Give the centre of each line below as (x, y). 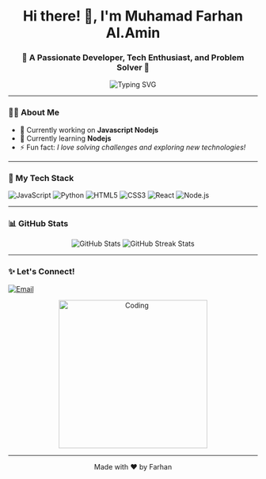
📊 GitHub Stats (38, 223)
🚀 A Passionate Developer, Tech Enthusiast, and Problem (133, 58)
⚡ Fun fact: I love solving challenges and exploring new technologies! (133, 147)
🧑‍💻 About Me (34, 112)
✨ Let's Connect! (42, 272)
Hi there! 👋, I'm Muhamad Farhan (133, 16)
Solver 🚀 (133, 68)
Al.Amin (133, 33)
